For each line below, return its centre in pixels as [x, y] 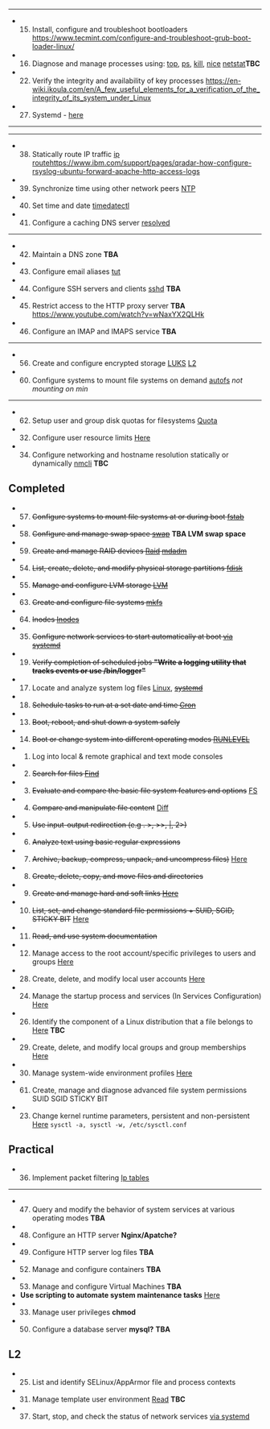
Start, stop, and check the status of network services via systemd [141, 1417]
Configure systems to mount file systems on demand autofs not [137, 380]
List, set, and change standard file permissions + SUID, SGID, [133, 910]
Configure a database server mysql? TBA [101, 1329]
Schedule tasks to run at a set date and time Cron [114, 705]
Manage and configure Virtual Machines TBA [107, 1286]
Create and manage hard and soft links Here [105, 893]
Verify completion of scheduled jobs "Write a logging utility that [139, 662]
